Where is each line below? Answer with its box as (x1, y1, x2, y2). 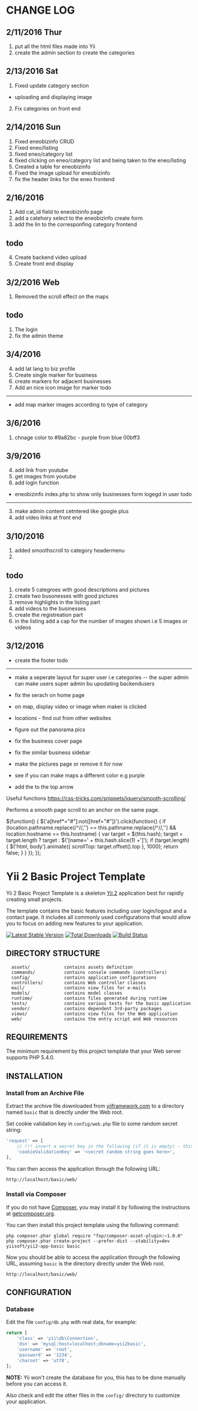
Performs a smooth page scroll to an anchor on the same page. (6, 806, 160, 813)
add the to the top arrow (14, 783, 74, 790)
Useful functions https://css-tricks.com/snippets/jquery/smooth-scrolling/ (6, 795, 186, 802)
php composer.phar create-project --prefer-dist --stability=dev (6, 1238, 170, 1244)
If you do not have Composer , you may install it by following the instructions (6, 1203, 190, 1211)
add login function (14, 479, 60, 486)
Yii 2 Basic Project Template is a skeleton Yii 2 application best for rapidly (6, 889, 184, 896)
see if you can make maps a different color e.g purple (14, 772, 145, 779)
